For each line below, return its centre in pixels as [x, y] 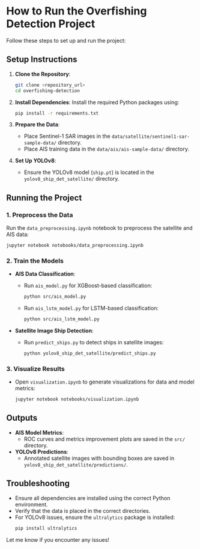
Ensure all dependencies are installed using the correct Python [92, 498]
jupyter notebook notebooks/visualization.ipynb [77, 399]
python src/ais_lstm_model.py [62, 319]
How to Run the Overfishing [77, 11]
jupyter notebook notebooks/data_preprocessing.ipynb [75, 246]
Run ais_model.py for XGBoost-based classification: [88, 286]
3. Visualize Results [35, 368]
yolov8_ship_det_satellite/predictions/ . [76, 464]
